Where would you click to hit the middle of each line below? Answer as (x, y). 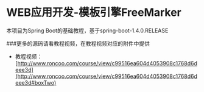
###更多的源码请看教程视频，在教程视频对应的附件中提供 (78, 43)
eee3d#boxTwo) (36, 82)
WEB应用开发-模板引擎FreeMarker (94, 12)
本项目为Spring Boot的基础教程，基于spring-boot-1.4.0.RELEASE (87, 30)
